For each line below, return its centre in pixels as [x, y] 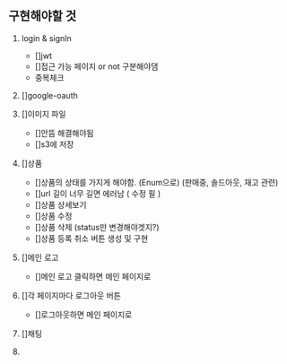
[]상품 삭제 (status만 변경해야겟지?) [97, 227]
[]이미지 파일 [43, 114]
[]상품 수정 [53, 216]
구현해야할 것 [43, 16]
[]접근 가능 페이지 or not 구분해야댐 [96, 66]
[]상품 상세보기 [61, 204]
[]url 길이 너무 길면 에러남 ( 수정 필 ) [98, 193]
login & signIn [47, 38]
